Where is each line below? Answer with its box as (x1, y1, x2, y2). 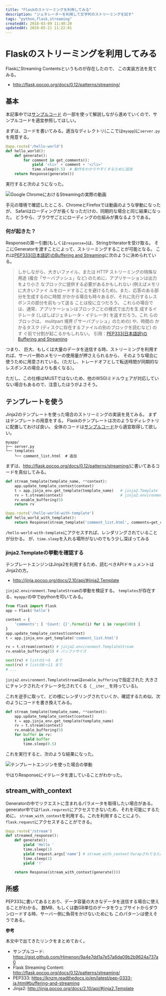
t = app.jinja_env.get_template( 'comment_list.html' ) (5, 635, 119, 641)
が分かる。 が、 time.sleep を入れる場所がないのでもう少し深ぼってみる (5, 536, 150, 541)
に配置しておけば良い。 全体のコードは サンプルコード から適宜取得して (5, 424, 149, 430)
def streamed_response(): (5, 833, 59, 838)
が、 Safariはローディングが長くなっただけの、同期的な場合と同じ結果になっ (5, 208, 161, 214)
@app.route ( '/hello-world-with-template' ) (5, 511, 94, 516)
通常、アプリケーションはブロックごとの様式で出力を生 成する (26, 306, 153, 312)
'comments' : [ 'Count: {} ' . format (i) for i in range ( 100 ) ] (14, 621, 140, 627)
